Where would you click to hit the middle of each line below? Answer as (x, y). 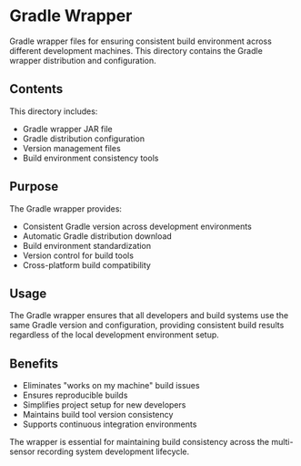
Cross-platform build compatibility (87, 264)
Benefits (34, 363)
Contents (36, 89)
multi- (282, 442)
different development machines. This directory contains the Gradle (136, 50)
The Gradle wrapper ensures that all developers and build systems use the (149, 316)
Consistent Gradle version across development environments (137, 226)
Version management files (71, 148)
